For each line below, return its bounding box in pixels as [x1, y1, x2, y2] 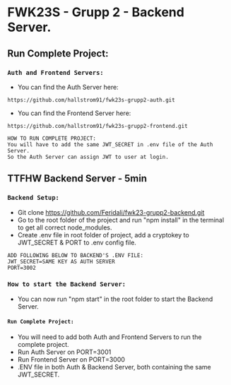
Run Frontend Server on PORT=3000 [17, 355, 126, 364]
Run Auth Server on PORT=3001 [17, 348, 112, 357]
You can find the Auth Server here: [17, 83, 119, 91]
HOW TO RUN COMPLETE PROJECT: [7, 135, 97, 142]
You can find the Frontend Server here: [17, 109, 131, 117]
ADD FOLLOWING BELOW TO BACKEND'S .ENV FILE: [7, 251, 143, 259]
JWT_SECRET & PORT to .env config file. [17, 238, 136, 247]
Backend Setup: [7, 194, 60, 202]
